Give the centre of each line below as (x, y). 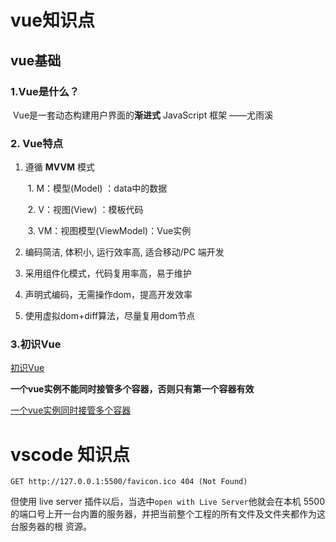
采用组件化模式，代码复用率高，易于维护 (108, 273)
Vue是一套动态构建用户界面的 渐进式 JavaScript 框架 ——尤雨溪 (143, 115)
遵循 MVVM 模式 (59, 167)
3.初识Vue (36, 344)
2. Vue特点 (37, 143)
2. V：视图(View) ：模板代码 (85, 210)
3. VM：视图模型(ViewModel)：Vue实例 (109, 231)
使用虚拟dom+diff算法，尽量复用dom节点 (110, 316)
